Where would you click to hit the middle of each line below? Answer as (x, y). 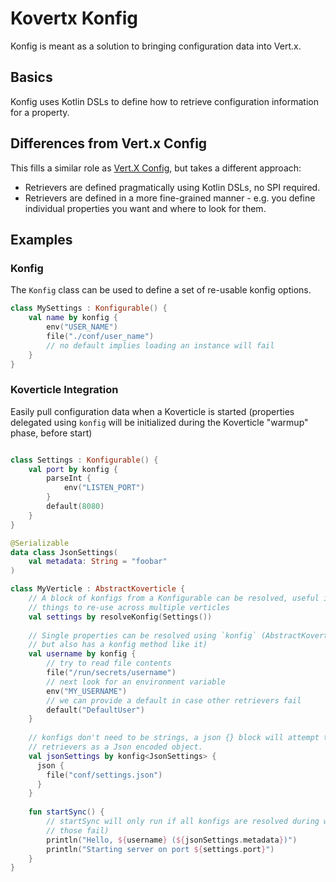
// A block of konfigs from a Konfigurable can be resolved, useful (174, 598)
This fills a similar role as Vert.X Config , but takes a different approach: (156, 168)
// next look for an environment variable (136, 682)
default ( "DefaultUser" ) (95, 710)
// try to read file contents (109, 663)
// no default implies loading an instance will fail (160, 345)
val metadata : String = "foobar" (98, 562)
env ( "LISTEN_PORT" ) (104, 488)
